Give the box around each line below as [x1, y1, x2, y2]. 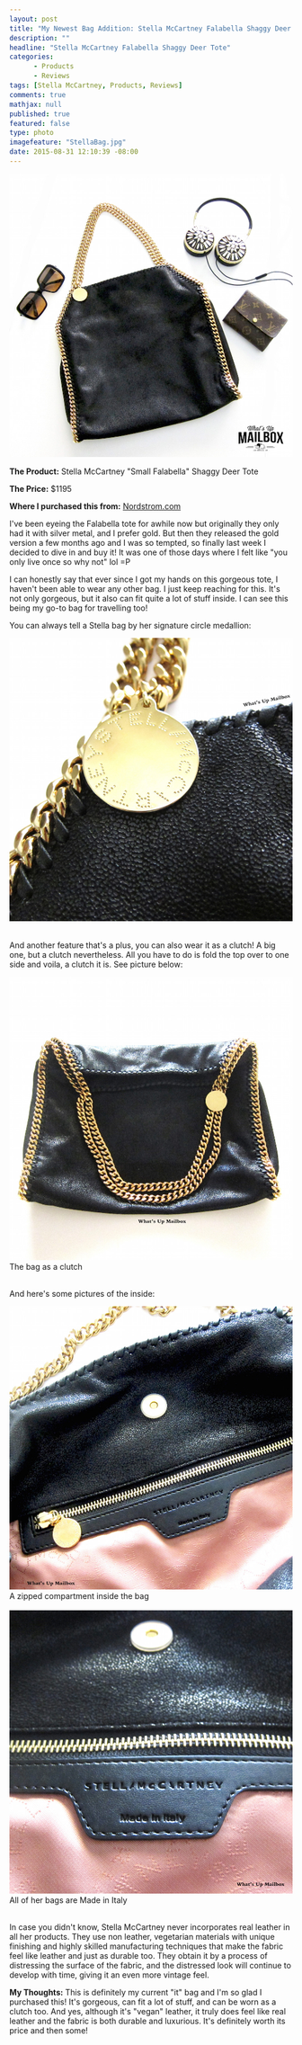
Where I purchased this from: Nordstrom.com [9, 500, 182, 512]
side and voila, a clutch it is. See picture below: [9, 959, 183, 969]
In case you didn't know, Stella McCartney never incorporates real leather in [9, 1921, 290, 1933]
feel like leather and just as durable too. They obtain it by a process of [9, 1950, 268, 1960]
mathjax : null [9, 100, 63, 109]
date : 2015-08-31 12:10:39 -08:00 [9, 147, 139, 156]
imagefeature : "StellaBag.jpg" [9, 138, 127, 147]
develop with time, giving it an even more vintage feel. [9, 1969, 209, 1980]
